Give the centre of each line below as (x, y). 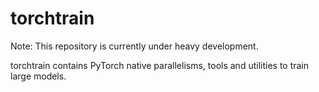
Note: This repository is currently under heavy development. (134, 46)
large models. (38, 76)
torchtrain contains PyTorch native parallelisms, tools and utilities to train (160, 65)
